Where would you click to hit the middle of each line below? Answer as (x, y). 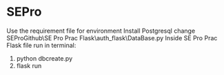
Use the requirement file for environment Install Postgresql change (101, 31)
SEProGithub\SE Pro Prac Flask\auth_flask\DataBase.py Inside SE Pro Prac (112, 37)
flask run (29, 65)
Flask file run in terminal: (41, 45)
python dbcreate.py (44, 58)
